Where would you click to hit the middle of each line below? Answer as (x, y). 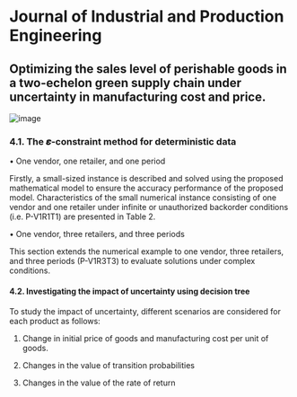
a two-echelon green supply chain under (126, 83)
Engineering (56, 35)
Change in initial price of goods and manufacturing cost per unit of (145, 338)
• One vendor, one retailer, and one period (87, 161)
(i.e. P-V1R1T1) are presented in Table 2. (83, 216)
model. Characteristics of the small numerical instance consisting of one (143, 198)
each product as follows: (55, 321)
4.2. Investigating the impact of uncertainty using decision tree (130, 291)
